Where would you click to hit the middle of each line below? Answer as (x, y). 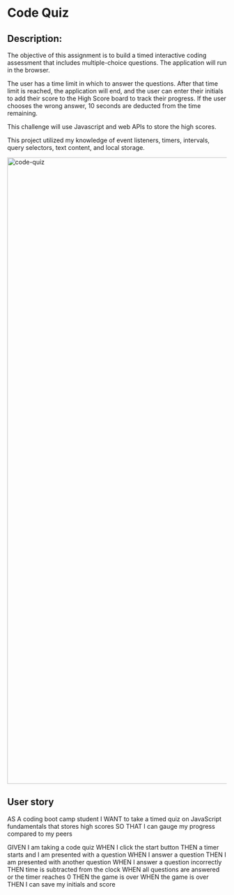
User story (31, 802)
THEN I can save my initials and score (62, 884)
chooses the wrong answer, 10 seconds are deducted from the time (104, 106)
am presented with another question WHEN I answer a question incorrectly (115, 862)
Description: (35, 39)
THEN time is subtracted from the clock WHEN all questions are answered (114, 869)
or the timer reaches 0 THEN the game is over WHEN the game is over (108, 877)
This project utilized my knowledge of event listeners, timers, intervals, (109, 140)
